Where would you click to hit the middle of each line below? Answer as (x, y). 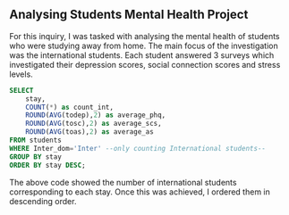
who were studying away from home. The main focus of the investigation (144, 45)
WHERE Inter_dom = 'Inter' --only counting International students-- (138, 148)
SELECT (21, 90)
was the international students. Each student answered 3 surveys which (142, 55)
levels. (21, 74)
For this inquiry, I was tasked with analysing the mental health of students (144, 36)
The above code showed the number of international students (123, 182)
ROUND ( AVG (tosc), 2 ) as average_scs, (94, 124)
